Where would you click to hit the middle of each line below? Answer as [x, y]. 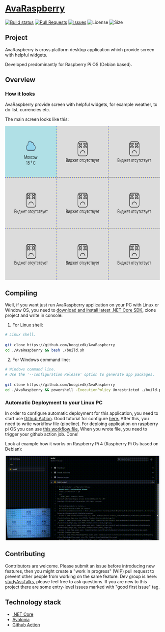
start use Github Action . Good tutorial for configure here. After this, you [77, 419]
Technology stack [33, 602]
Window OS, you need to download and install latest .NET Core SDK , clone [81, 310]
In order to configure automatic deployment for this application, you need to [82, 413]
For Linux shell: [27, 325]
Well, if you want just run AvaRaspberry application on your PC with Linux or [82, 305]
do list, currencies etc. [28, 110]
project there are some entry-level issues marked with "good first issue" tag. [82, 587]
